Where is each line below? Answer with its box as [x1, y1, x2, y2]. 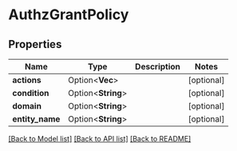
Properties [8, 38, 62, 51]
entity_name [12, 113, 61, 125]
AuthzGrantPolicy [8, 6, 129, 24]
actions [12, 74, 41, 85]
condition [12, 88, 49, 98]
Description [135, 62, 181, 72]
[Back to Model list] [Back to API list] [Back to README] [8, 134, 192, 143]
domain [12, 101, 42, 111]
